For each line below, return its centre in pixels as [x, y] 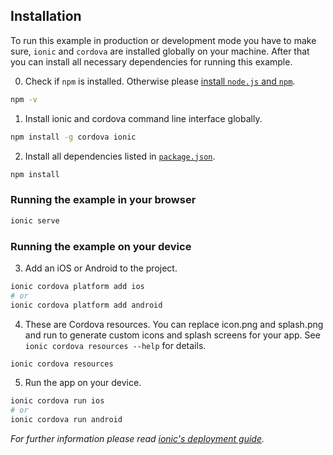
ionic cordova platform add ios [77, 286]
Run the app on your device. [83, 383]
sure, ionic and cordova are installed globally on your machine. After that [160, 51]
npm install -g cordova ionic [73, 137]
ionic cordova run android [66, 420]
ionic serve [35, 220]
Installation [46, 16]
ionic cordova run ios [57, 401]
